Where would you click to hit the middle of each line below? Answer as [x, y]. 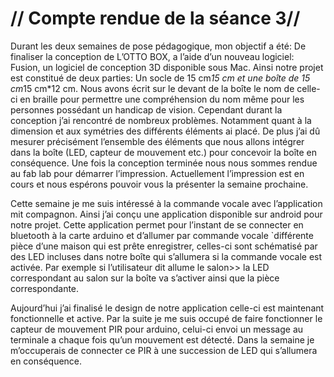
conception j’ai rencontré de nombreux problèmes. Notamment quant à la [161, 120]
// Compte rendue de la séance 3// [155, 18]
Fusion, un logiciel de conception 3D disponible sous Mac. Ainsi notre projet [167, 67]
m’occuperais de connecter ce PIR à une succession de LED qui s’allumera [164, 350]
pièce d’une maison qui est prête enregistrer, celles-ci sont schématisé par [164, 246]
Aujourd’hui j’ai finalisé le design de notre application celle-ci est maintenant [167, 308]
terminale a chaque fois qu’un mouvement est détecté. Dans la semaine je [162, 339]
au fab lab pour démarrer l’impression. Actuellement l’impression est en [157, 173]
